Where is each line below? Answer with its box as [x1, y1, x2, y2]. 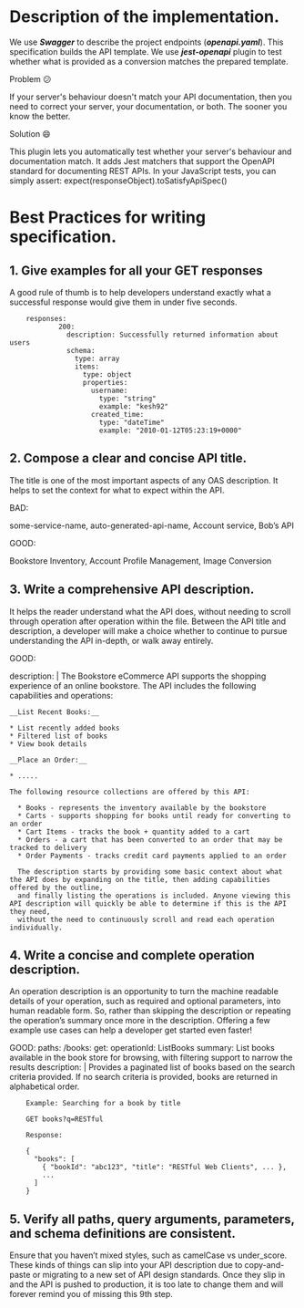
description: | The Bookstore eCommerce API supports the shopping [9, 670, 267, 681]
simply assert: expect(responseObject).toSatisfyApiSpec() [9, 175, 228, 186]
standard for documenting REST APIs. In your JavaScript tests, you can [9, 165, 277, 176]
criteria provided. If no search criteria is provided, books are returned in [9, 1072, 279, 1083]
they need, [9, 907, 51, 916]
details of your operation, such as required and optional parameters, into [9, 996, 281, 1007]
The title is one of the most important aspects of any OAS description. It [9, 474, 279, 485]
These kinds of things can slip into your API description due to [9, 1260, 243, 1271]
